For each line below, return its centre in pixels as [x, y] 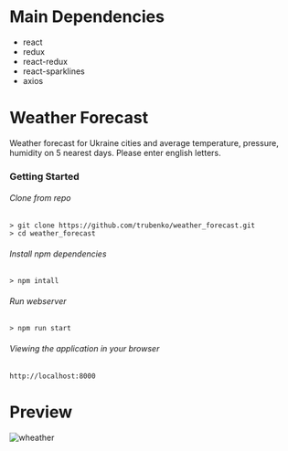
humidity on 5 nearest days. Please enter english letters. [115, 152]
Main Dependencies [87, 17]
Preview [41, 412]
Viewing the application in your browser [85, 348]
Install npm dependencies [58, 254]
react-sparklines [53, 71]
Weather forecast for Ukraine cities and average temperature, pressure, [144, 142]
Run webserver [38, 301]
